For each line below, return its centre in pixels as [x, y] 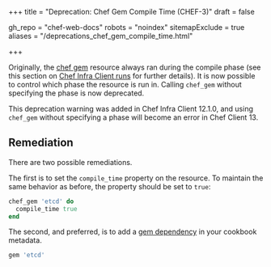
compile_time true [47, 209]
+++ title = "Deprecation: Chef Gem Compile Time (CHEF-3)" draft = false [131, 12]
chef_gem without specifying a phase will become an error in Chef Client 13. [133, 117]
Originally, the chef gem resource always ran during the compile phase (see [135, 67]
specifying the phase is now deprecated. [76, 93]
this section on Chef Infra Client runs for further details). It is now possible [132, 76]
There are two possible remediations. [70, 162]
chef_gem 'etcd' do [41, 201]
